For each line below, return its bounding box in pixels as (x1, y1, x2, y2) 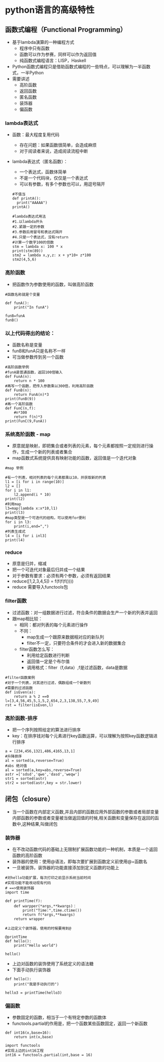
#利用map (5, 502, 21, 507)
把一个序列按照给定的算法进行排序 (12, 727, 81, 733)
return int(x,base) (14, 1035, 54, 1040)
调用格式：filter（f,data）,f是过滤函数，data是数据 (26, 664, 128, 670)
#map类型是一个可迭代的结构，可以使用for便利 (5, 515, 86, 520)
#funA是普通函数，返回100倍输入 (5, 369, 63, 375)
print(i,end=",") (14, 524, 49, 529)
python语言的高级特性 (5, 4, 95, 16)
